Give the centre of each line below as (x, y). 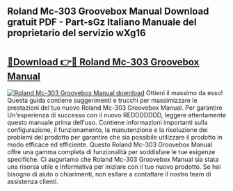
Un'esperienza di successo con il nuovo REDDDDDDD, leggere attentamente (117, 115)
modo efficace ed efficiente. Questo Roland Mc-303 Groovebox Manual (110, 144)
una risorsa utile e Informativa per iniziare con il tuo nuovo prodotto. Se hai (114, 167)
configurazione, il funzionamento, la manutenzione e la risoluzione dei (107, 130)
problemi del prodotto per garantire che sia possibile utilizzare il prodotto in (115, 137)
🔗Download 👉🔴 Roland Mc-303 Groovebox (103, 62)
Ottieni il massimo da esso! (184, 93)
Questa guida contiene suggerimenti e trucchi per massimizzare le (102, 100)
